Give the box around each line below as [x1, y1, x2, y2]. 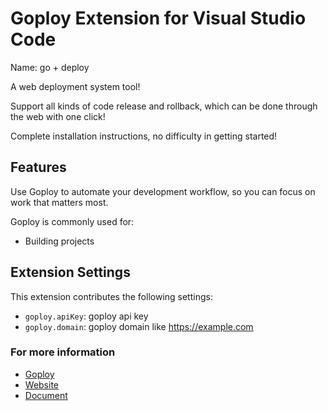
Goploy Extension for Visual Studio [10, 7, 307, 30]
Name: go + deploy [10, 61, 90, 73]
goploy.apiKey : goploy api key [24, 310, 149, 322]
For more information [10, 345, 116, 359]
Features [10, 159, 67, 176]
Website [24, 378, 60, 391]
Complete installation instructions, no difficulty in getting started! [10, 130, 278, 142]
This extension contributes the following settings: [10, 290, 213, 302]
